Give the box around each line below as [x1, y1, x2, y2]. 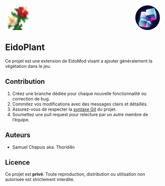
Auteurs [5, 131, 31, 139]
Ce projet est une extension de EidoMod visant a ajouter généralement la [5, 58, 153, 64]
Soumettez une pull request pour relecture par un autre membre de [12, 111, 148, 117]
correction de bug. [12, 95, 50, 101]
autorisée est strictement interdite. [5, 177, 75, 183]
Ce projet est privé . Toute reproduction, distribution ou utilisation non [5, 171, 145, 177]
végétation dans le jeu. [5, 63, 51, 69]
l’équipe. [12, 117, 30, 123]
